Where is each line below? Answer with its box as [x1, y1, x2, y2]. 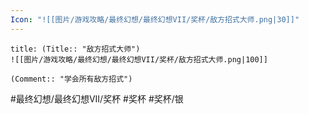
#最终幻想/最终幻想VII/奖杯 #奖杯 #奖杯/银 [10, 92, 184, 105]
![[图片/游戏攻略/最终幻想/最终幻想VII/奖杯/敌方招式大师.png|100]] [10, 54, 268, 65]
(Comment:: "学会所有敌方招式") [10, 74, 133, 84]
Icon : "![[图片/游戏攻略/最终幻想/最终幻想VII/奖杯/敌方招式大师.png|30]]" [10, 14, 300, 25]
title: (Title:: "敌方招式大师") [10, 44, 141, 54]
